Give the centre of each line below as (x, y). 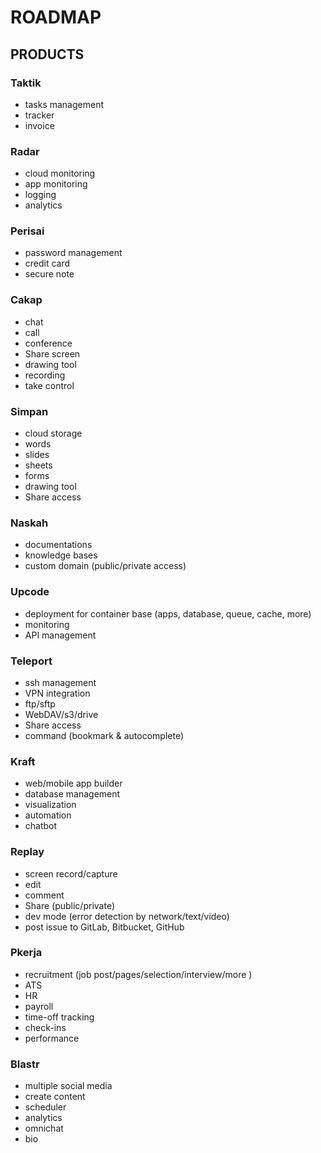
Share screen (52, 353)
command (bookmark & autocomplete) (104, 735)
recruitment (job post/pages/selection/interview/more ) (138, 974)
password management (73, 253)
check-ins (45, 1027)
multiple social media (68, 1086)
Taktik (26, 83)
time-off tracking (59, 1017)
